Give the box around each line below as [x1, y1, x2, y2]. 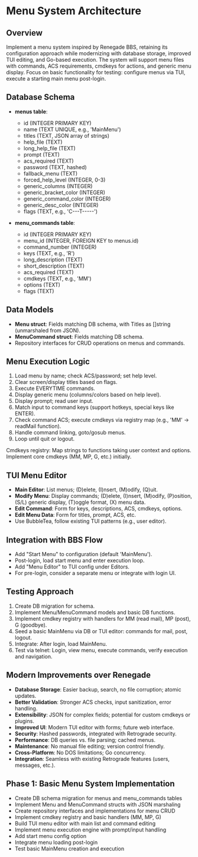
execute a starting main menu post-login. [6, 75, 106, 82]
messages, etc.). [14, 761, 56, 769]
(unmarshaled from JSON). [14, 326, 81, 334]
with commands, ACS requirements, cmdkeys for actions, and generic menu [6, 62, 192, 69]
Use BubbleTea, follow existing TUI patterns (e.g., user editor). [14, 518, 167, 525]
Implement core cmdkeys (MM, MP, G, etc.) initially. [6, 453, 132, 461]
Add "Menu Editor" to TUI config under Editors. [14, 563, 130, 570]
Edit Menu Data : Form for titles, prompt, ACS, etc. [14, 512, 137, 519]
